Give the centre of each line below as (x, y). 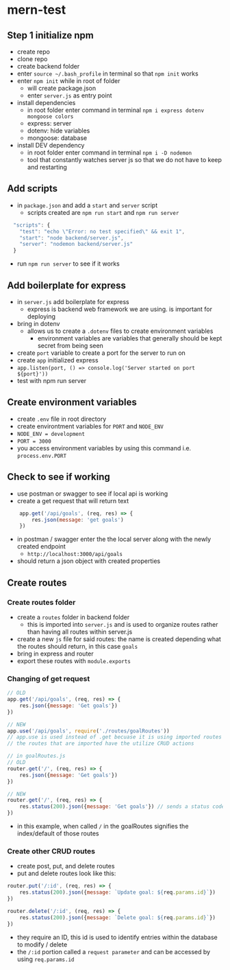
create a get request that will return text (73, 500)
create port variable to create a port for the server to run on (101, 353)
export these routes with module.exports (74, 660)
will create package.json (62, 88)
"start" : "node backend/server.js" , (72, 238)
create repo (33, 51)
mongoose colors (50, 117)
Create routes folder (41, 602)
